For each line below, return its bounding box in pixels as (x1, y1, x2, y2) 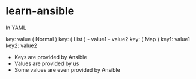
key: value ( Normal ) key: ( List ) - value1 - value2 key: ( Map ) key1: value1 (5, 35, 190, 42)
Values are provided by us (14, 60, 79, 67)
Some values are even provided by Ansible (14, 66, 121, 73)
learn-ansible (5, 4, 75, 18)
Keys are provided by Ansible (14, 53, 87, 60)
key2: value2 (5, 42, 37, 49)
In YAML (5, 24, 26, 31)
